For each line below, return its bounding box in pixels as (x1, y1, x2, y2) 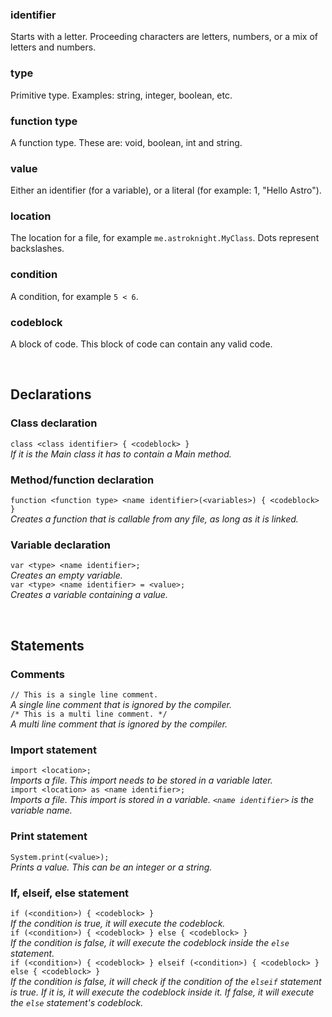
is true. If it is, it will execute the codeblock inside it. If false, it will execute (10, 986, 315, 998)
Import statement (10, 743, 97, 757)
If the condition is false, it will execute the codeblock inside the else (10, 936, 290, 948)
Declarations (10, 386, 92, 403)
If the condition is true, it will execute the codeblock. (10, 917, 226, 929)
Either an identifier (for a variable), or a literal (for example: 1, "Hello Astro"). (10, 184, 322, 197)
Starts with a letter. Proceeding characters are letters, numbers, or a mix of (10, 31, 318, 43)
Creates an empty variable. (10, 569, 123, 582)
